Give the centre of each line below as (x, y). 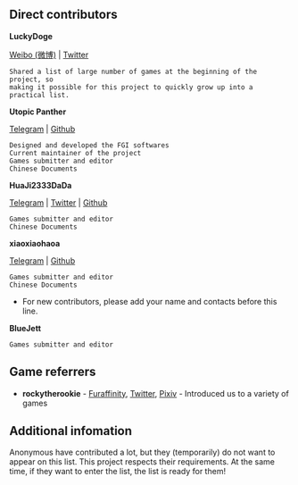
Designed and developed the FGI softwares (89, 145)
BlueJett (25, 328)
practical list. (39, 95)
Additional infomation (70, 431)
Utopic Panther (38, 112)
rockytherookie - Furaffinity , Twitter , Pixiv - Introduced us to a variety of (156, 393)
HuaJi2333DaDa (41, 185)
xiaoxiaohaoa (35, 243)
